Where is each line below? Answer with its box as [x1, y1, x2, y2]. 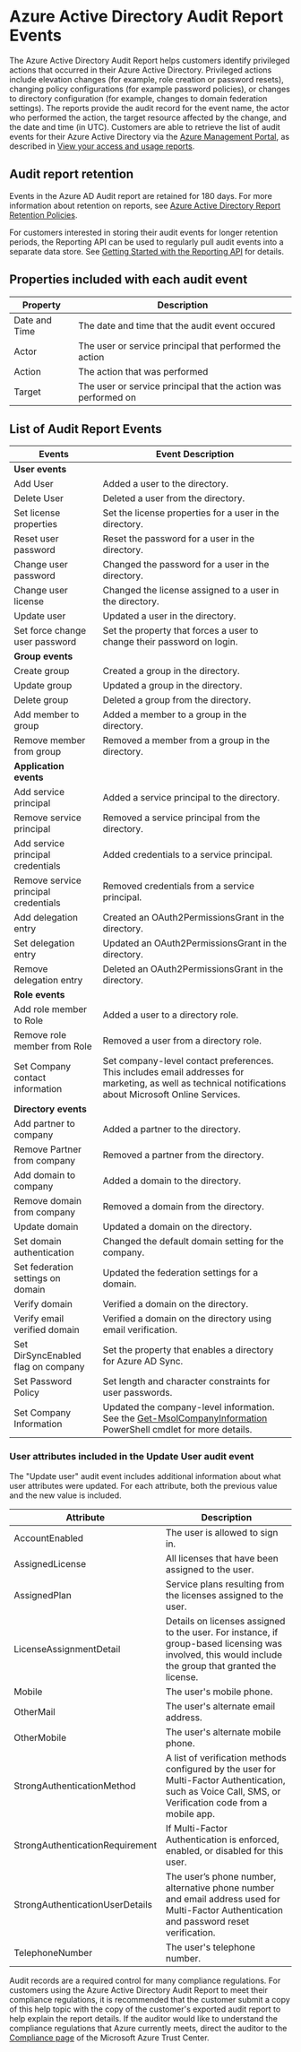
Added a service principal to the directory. [102, 792, 280, 804]
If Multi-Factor [165, 1822, 228, 1834]
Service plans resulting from [165, 1578, 285, 1590]
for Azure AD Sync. [102, 1355, 184, 1368]
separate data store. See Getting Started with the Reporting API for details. [9, 246, 285, 256]
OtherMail [13, 1705, 56, 1718]
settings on [13, 1272, 61, 1285]
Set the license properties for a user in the [102, 507, 279, 519]
